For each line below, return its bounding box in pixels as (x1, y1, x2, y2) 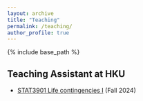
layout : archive (7, 10, 54, 17)
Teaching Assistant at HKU (7, 68, 126, 80)
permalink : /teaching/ (7, 23, 73, 30)
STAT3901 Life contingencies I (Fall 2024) (17, 87, 136, 95)
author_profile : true (7, 29, 70, 36)
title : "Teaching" (7, 16, 60, 23)
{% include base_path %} (7, 48, 80, 56)
